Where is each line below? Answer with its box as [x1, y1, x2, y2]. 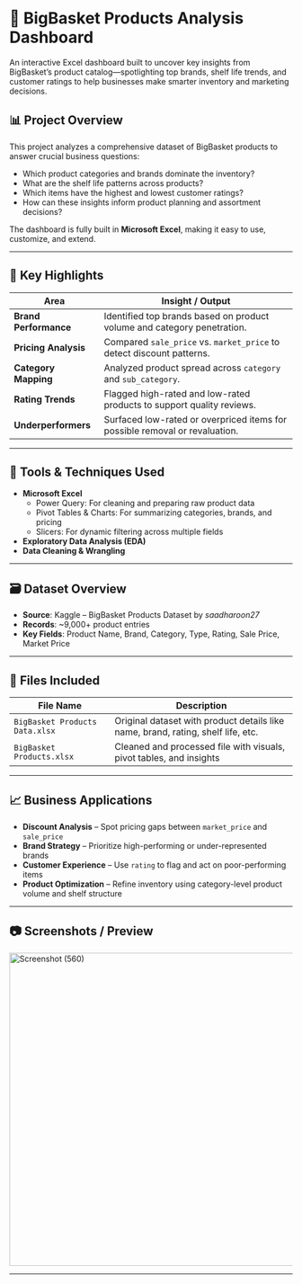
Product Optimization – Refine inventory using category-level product [22, 878, 283, 889]
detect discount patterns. [103, 346, 210, 359]
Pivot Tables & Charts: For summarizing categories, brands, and [35, 507, 272, 518]
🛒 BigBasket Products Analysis [9, 8, 244, 29]
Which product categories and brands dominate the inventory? [22, 168, 255, 179]
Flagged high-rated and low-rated [103, 387, 251, 399]
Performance [13, 321, 72, 334]
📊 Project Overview [9, 112, 123, 129]
